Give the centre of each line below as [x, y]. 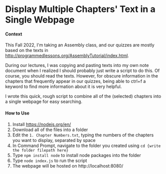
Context [14, 34]
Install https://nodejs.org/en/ [42, 124]
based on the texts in [27, 50]
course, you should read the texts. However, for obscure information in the [82, 76]
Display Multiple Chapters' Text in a [80, 9]
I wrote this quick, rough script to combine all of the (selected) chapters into [83, 96]
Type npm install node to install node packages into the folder [77, 155]
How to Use [17, 113]
